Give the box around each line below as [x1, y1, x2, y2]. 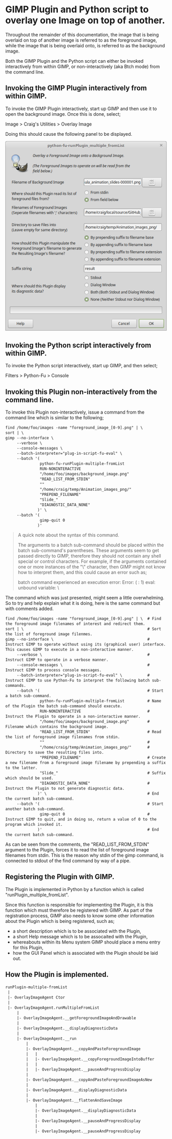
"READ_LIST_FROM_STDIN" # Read [39, 729, 161, 734]
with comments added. [5, 606, 54, 612]
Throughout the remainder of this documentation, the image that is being [5, 31, 159, 38]
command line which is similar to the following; [5, 414, 104, 420]
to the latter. [5, 765, 38, 770]
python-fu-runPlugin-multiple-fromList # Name [39, 698, 161, 703]
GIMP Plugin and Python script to [5, 4, 149, 15]
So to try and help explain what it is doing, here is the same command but [5, 600, 160, 606]
